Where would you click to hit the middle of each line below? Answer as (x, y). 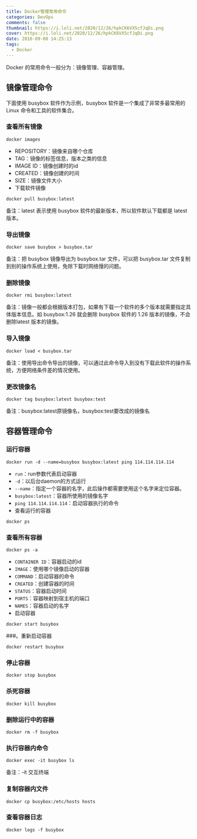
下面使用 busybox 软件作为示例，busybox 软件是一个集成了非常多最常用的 (96, 103)
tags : (13, 45)
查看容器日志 (24, 817)
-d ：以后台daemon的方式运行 (50, 481)
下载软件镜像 (30, 188)
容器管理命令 (29, 431)
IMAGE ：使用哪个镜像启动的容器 (52, 569)
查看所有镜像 (24, 127)
